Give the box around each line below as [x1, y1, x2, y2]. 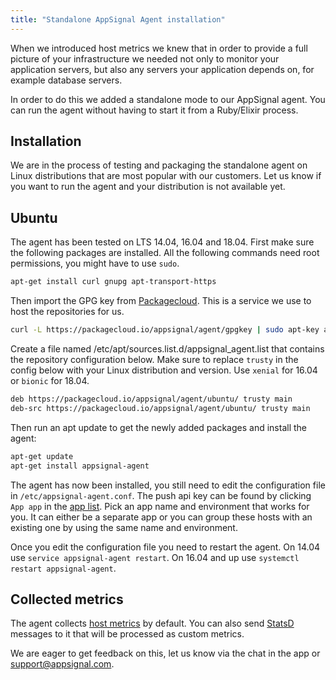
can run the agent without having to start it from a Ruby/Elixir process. [10, 104, 299, 116]
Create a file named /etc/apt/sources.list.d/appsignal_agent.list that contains [10, 343, 325, 355]
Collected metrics [10, 591, 124, 608]
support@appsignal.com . [10, 658, 115, 670]
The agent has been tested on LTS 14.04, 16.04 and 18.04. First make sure [10, 236, 315, 248]
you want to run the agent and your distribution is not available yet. [10, 181, 286, 193]
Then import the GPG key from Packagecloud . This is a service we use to [10, 295, 312, 307]
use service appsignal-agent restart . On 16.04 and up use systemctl [10, 551, 300, 563]
